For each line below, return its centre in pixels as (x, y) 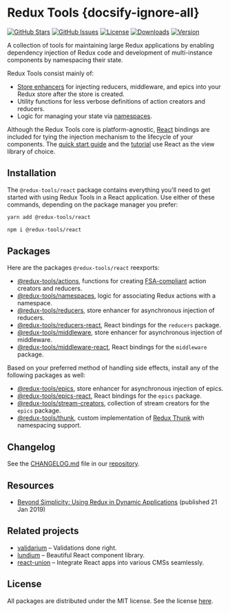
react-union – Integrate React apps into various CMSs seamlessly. (111, 562)
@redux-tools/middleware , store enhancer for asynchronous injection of (119, 332)
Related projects (43, 531)
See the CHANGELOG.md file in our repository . (73, 463)
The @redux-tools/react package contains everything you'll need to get (109, 190)
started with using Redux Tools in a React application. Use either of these (111, 197)
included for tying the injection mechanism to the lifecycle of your (100, 137)
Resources (31, 485)
